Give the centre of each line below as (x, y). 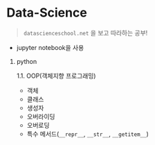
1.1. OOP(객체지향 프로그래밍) (56, 76)
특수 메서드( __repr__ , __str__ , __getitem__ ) (88, 134)
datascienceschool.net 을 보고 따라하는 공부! (85, 33)
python (27, 61)
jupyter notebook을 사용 (50, 47)
